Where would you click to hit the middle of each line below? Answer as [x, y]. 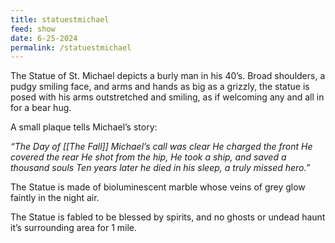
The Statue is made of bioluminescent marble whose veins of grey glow [158, 187]
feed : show [33, 29]
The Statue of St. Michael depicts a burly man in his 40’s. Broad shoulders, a [168, 76]
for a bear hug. [41, 108]
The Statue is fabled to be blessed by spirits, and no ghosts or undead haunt [168, 217]
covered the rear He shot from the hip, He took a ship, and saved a [148, 157]
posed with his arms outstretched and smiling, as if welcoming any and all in [167, 97]
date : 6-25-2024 [44, 38]
